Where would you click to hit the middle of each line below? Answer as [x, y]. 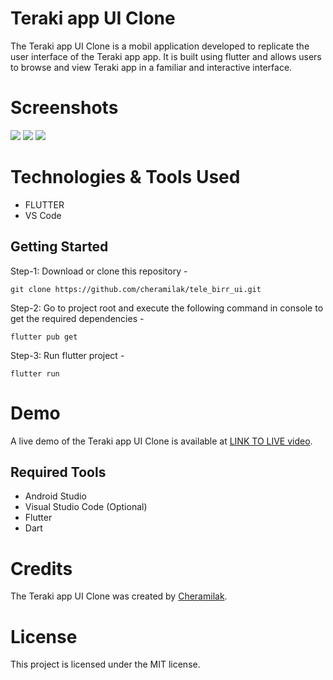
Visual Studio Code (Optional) [86, 507]
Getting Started [59, 247]
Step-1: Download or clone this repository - [99, 271]
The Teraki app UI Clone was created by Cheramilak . [119, 596]
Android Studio [55, 496]
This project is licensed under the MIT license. [105, 664]
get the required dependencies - [77, 318]
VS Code [43, 215]
